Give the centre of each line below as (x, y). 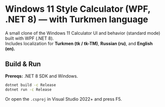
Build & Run (23, 64)
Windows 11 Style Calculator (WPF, (78, 9)
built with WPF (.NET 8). (30, 38)
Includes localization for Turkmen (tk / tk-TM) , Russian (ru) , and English (79, 43)
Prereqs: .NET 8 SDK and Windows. (42, 76)
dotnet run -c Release (28, 89)
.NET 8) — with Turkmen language (77, 19)
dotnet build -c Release (31, 85)
